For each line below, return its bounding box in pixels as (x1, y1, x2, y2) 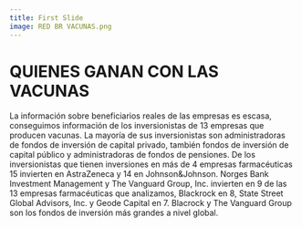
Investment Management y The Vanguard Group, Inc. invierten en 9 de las (9, 179, 287, 190)
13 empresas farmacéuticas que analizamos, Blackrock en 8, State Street (9, 188, 284, 199)
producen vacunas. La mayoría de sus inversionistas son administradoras (9, 129, 286, 141)
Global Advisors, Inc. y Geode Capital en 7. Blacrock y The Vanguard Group (9, 198, 292, 209)
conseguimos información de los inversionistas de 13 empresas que (9, 120, 265, 131)
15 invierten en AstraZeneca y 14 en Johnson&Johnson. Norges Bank (9, 169, 269, 180)
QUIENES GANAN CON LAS (9, 61, 219, 82)
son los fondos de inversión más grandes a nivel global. (9, 207, 219, 219)
